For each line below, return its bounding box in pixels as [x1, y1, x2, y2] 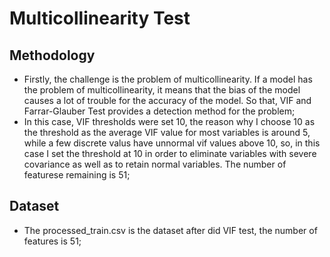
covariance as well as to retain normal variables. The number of [23, 158, 287, 170]
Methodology [9, 47, 96, 64]
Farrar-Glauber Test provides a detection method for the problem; [23, 105, 296, 117]
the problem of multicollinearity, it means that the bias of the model [23, 84, 301, 96]
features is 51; [23, 235, 82, 247]
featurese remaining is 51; [23, 169, 131, 181]
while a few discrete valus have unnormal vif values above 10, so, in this [23, 137, 321, 149]
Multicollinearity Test [9, 7, 191, 30]
